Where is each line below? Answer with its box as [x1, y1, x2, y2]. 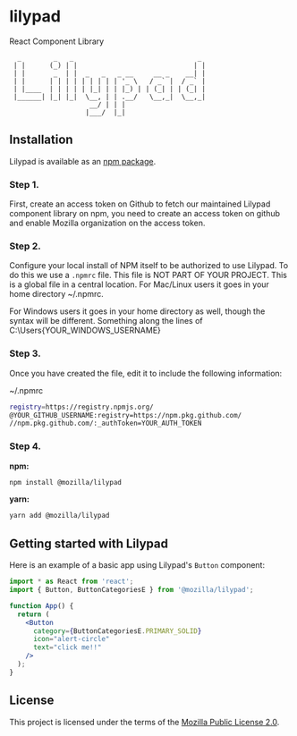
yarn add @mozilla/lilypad [9, 512, 110, 520]
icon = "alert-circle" [32, 635, 110, 644]
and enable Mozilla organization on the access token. [9, 217, 206, 229]
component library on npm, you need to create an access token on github [9, 208, 280, 219]
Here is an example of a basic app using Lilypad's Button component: [9, 560, 266, 571]
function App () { [9, 601, 74, 610]
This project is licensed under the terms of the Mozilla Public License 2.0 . [9, 716, 280, 727]
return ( [17, 610, 50, 619]
